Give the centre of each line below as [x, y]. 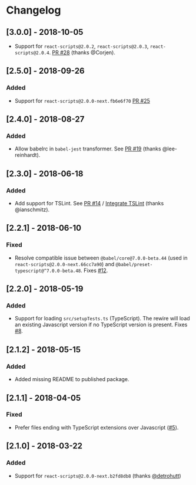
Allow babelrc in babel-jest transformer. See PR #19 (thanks [88, 149]
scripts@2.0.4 [32, 53]
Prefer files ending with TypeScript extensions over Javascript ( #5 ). [97, 427]
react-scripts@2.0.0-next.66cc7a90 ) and [64, 264]
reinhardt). [27, 155]
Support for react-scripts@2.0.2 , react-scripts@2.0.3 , [82, 46]
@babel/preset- [134, 264]
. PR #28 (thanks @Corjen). [82, 53]
